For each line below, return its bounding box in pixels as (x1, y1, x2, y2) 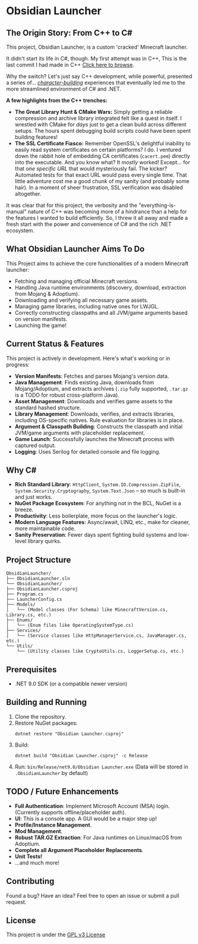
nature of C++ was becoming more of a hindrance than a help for (27, 208, 187, 215)
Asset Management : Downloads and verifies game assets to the (14, 397, 173, 404)
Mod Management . (14, 827, 63, 834)
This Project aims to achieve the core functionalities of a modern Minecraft (6, 260, 189, 267)
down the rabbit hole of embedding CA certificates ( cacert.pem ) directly (14, 152, 190, 160)
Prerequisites (6, 664, 57, 674)
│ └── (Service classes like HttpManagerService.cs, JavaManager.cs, (6, 633, 187, 639)
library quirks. (27, 538, 62, 545)
